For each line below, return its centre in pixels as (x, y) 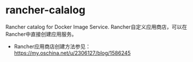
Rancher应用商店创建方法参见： (52, 46)
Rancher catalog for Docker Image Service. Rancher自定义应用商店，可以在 (96, 27)
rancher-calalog (46, 10)
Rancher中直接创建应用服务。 (41, 34)
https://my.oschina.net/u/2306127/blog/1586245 (72, 53)
